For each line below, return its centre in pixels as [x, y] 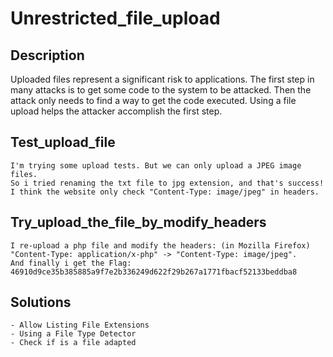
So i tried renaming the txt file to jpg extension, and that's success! [167, 183]
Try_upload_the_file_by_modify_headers [138, 222]
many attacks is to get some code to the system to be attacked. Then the [161, 90]
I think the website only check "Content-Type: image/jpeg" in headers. [165, 192]
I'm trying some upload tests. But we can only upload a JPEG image [156, 165]
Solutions [41, 302]
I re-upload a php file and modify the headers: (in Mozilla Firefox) [160, 245]
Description [47, 55]
